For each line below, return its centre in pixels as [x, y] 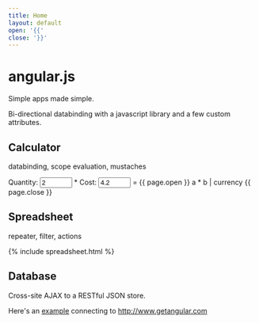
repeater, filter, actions [45, 236]
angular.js [42, 77]
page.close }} [30, 192]
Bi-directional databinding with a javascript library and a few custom [120, 114]
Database [32, 277]
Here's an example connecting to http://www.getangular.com [108, 310]
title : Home [28, 15]
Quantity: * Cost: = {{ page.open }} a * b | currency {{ [129, 182]
